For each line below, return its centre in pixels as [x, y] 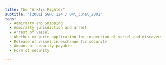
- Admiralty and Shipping [36, 23]
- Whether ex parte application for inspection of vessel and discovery [86, 37]
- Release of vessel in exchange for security [58, 42]
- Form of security [30, 50]
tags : [11, 19]
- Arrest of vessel [30, 32]
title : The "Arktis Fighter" [35, 10]
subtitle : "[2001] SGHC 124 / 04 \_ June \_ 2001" [54, 14]
